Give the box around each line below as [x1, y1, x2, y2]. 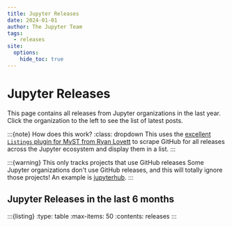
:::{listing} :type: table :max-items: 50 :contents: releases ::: [7, 212, 177, 220]
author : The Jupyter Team [7, 23, 82, 30]
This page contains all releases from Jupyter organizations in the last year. [7, 109, 221, 117]
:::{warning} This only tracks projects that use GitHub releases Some [7, 158, 204, 166]
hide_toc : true [20, 56, 64, 63]
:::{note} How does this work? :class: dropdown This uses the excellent [7, 130, 211, 138]
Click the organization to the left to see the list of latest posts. [7, 116, 183, 124]
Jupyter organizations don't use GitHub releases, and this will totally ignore [7, 166, 223, 174]
